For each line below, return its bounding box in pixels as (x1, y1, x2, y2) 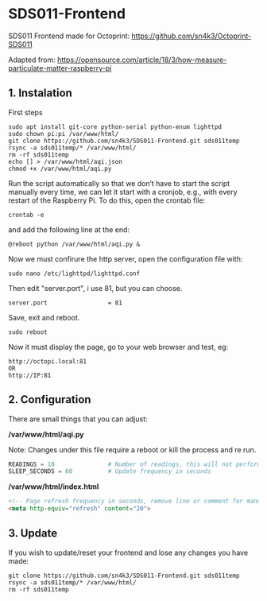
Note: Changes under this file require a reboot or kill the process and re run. (8, 444, 257, 454)
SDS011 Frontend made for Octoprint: (8, 31, 130, 41)
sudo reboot (8, 328, 48, 336)
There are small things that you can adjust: (8, 414, 149, 424)
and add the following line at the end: (8, 224, 130, 235)
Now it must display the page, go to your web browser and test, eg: (8, 342, 229, 351)
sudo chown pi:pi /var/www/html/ (8, 130, 119, 138)
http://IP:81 (8, 371, 52, 379)
